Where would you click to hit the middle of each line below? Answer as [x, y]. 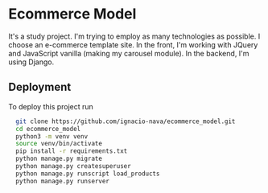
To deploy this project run [51, 106]
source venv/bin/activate [59, 144]
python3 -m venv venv [52, 136]
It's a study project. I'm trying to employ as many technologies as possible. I [134, 36]
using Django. [31, 62]
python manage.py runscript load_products [88, 174]
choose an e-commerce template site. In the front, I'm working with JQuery [133, 44]
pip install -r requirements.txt [72, 151]
